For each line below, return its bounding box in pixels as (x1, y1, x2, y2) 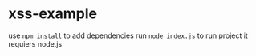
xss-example (8, 5, 98, 23)
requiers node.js (8, 39, 63, 48)
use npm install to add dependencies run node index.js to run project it (8, 31, 249, 40)
